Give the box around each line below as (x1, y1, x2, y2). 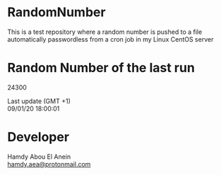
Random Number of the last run (7, 60, 196, 76)
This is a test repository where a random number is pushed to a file (7, 28, 203, 36)
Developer (7, 129, 69, 145)
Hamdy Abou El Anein (7, 152, 71, 161)
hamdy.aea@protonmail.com (7, 159, 91, 168)
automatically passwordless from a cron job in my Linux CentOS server (7, 35, 214, 43)
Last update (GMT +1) (7, 97, 71, 105)
